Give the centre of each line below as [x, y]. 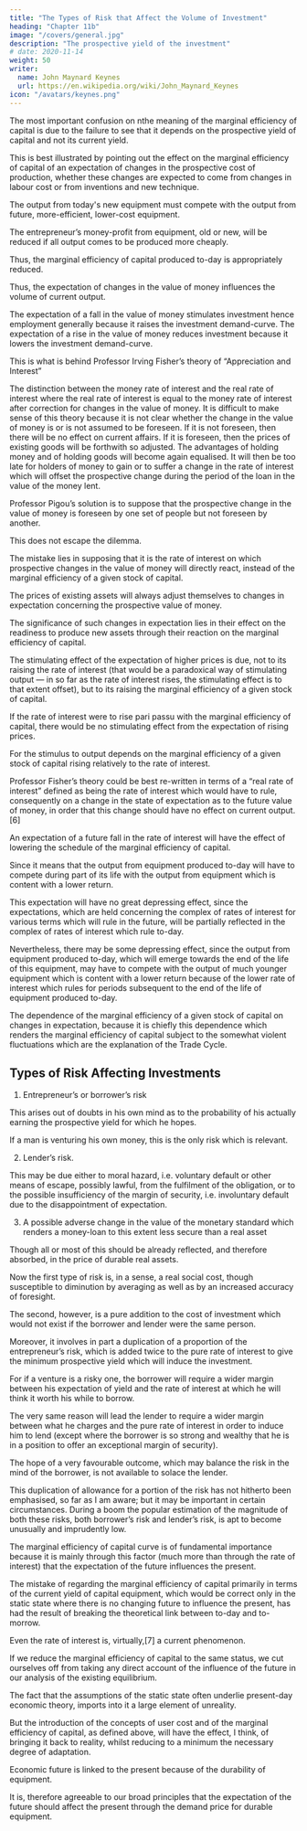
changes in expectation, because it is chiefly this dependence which [138, 1025]
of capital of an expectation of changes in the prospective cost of [132, 167]
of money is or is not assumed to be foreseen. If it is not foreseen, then [143, 427]
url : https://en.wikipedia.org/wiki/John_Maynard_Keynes [128, 86]
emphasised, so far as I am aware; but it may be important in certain [138, 1500]
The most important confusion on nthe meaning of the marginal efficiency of [153, 121]
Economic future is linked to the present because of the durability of [138, 1770]
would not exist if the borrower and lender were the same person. [133, 1324]
